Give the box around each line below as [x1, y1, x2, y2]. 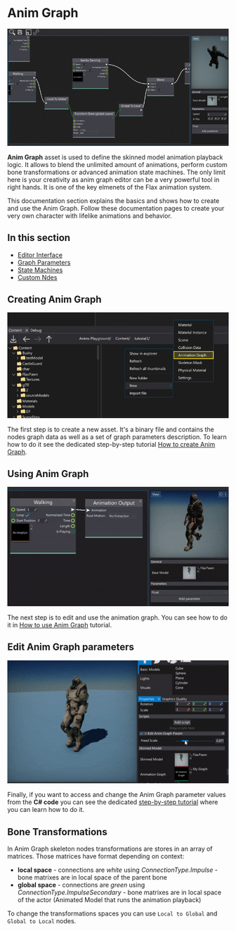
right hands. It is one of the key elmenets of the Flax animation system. [7, 183, 212, 191]
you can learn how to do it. [7, 806, 85, 814]
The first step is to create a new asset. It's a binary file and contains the [7, 425, 214, 433]
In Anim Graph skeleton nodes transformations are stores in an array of [7, 844, 213, 853]
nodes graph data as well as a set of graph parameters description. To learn [7, 432, 227, 441]
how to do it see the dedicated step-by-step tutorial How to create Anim [7, 440, 216, 448]
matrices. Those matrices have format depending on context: [7, 852, 185, 861]
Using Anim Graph [7, 467, 89, 480]
